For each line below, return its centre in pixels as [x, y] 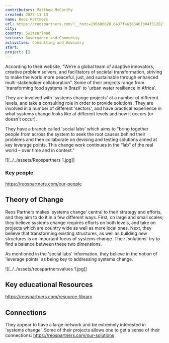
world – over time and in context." [40, 150]
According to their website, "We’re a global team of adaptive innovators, [80, 66]
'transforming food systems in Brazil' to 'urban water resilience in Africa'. [81, 88]
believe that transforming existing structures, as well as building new [76, 233]
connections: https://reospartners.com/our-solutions [60, 335]
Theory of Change [34, 200]
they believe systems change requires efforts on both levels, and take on [80, 223]
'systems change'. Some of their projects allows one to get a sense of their [82, 330]
